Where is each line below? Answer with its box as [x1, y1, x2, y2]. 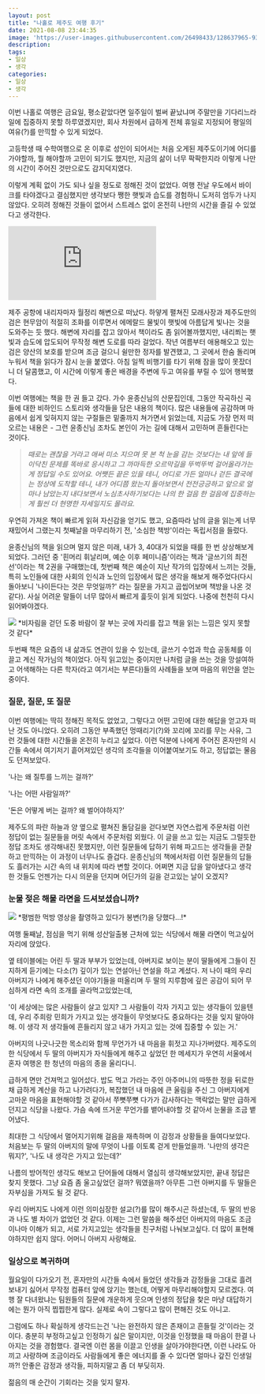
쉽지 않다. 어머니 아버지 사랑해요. [35, 1234, 136, 1243]
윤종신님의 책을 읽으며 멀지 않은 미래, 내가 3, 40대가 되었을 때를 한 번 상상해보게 [8, 542, 254, 552]
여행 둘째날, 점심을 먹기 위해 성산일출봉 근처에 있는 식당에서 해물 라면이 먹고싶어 [8, 929, 255, 939]
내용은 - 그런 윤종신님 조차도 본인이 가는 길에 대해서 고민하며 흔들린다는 [28, 423, 249, 432]
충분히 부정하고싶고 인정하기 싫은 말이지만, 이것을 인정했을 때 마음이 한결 [24, 1331, 248, 1341]
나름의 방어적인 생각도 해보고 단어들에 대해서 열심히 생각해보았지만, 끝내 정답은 [8, 1168, 251, 1177]
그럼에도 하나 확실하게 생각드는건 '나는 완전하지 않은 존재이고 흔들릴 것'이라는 [8, 1321, 246, 1331]
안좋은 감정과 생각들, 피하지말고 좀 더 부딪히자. [22, 1361, 166, 1370]
